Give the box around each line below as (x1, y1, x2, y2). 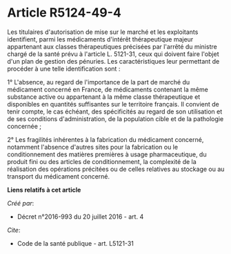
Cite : (7, 226, 21, 234)
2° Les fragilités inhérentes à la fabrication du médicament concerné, (7, 135, 204, 143)
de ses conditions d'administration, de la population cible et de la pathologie (7, 114, 224, 123)
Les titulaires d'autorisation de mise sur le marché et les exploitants (7, 28, 199, 36)
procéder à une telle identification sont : (7, 64, 121, 73)
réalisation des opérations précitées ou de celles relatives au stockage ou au (7, 165, 225, 173)
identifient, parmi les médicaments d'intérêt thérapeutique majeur (7, 35, 194, 43)
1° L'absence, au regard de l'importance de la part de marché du (7, 78, 190, 86)
